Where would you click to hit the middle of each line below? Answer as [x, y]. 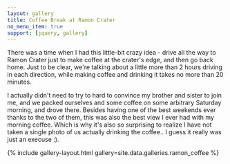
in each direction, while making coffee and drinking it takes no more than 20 [115, 75]
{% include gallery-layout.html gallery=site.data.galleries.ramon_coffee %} [113, 153]
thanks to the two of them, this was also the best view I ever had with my [111, 118]
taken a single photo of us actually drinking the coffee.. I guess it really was [115, 132]
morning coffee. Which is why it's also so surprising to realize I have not [109, 125]
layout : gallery [30, 13]
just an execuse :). [33, 140]
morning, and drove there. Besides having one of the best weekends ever [112, 110]
